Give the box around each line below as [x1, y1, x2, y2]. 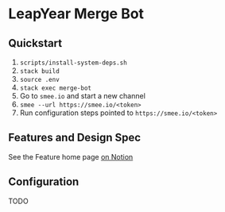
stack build [19, 67, 60, 75]
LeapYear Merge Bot [8, 5, 145, 23]
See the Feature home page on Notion [8, 152, 134, 161]
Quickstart [8, 37, 63, 50]
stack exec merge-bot [19, 84, 91, 92]
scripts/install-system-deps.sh [19, 59, 127, 67]
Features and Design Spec [8, 131, 142, 145]
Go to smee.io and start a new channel [19, 91, 145, 100]
